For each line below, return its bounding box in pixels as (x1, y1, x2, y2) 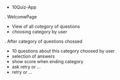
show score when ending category (11, 59, 84, 64)
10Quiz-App (11, 4, 37, 10)
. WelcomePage (4, 14, 37, 19)
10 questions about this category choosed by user (11, 48, 115, 54)
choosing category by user (11, 29, 68, 34)
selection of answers (11, 53, 55, 59)
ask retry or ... (11, 64, 41, 70)
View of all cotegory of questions (11, 23, 80, 29)
